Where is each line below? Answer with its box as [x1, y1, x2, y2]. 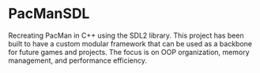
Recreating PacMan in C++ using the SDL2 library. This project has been [8, 31, 244, 40]
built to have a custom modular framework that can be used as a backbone [8, 38, 253, 48]
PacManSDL [8, 5, 90, 23]
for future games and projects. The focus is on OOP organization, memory [8, 47, 251, 57]
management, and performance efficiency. [8, 56, 148, 65]
